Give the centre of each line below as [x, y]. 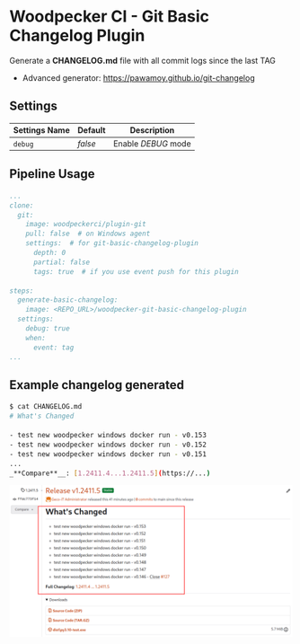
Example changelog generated [97, 385]
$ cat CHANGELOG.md [46, 407]
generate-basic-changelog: [68, 300]
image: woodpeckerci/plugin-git [86, 225]
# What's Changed [42, 416]
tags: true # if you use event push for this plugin [136, 271]
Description [152, 130]
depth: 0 [49, 253]
